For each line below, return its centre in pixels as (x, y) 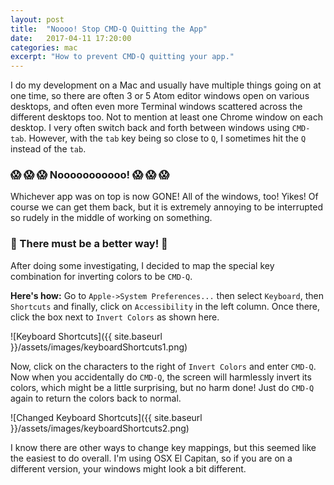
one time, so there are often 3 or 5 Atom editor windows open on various (160, 96)
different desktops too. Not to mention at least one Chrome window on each (166, 117)
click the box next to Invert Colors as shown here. (115, 317)
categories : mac (44, 47)
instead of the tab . (48, 149)
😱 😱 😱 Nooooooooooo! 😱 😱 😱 (90, 175)
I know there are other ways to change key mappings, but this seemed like (163, 447)
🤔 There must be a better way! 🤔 (89, 244)
